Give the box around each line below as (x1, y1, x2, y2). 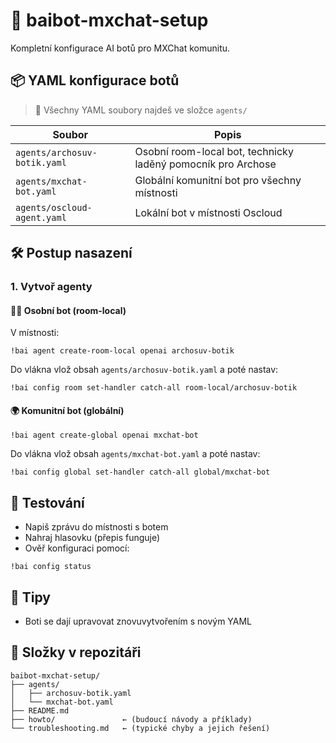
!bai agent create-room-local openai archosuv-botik (10, 346, 235, 356)
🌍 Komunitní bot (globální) (10, 404, 125, 416)
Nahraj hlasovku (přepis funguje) (24, 532, 161, 544)
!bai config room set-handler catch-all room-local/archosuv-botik (10, 383, 298, 393)
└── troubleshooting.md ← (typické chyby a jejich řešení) (10, 723, 271, 733)
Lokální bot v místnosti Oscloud (134, 205, 283, 219)
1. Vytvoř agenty (10, 280, 93, 294)
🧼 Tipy (10, 589, 51, 606)
